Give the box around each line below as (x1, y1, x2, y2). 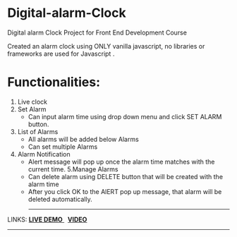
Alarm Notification (17, 150, 71, 158)
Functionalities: (7, 74, 101, 90)
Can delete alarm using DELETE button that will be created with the (28, 172, 224, 181)
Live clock (17, 97, 48, 106)
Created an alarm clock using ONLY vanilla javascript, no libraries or (7, 42, 205, 50)
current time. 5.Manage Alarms (28, 164, 119, 174)
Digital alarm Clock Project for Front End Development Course (7, 28, 187, 37)
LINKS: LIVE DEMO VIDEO (7, 215, 87, 224)
